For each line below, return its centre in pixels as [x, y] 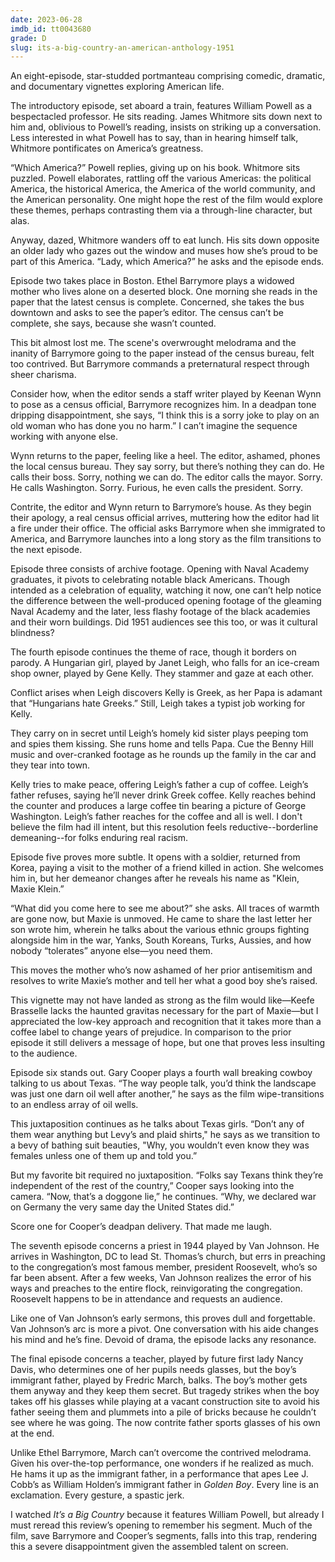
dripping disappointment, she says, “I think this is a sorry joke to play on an [165, 415]
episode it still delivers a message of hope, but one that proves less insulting [168, 1043]
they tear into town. [50, 765]
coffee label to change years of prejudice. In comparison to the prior [151, 1032]
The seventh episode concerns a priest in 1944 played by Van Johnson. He [165, 1246]
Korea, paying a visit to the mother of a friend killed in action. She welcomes [167, 868]
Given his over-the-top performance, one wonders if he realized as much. [162, 1463]
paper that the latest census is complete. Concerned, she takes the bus [157, 302]
